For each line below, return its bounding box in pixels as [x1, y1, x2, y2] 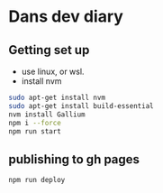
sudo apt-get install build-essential [8, 101, 154, 110]
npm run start [8, 126, 62, 136]
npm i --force [8, 118, 62, 127]
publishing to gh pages [8, 152, 140, 167]
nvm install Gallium [8, 110, 86, 119]
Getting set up [8, 42, 90, 58]
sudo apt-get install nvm [8, 93, 105, 102]
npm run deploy [8, 176, 66, 185]
